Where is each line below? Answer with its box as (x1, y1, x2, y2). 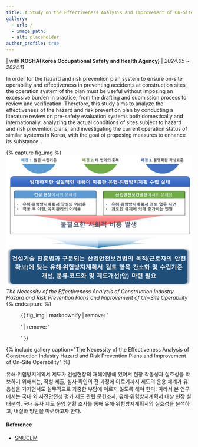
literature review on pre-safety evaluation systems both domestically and (6, 112, 184, 120)
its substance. (6, 138, 40, 144)
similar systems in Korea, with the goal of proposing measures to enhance (6, 131, 186, 138)
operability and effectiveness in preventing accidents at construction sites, (6, 81, 187, 88)
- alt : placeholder (11, 34, 60, 41)
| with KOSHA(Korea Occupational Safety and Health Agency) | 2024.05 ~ (6, 58, 190, 64)
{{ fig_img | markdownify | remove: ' (21, 312, 108, 319)
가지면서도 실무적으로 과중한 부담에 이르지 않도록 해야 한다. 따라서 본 (21, 385, 179, 392)
